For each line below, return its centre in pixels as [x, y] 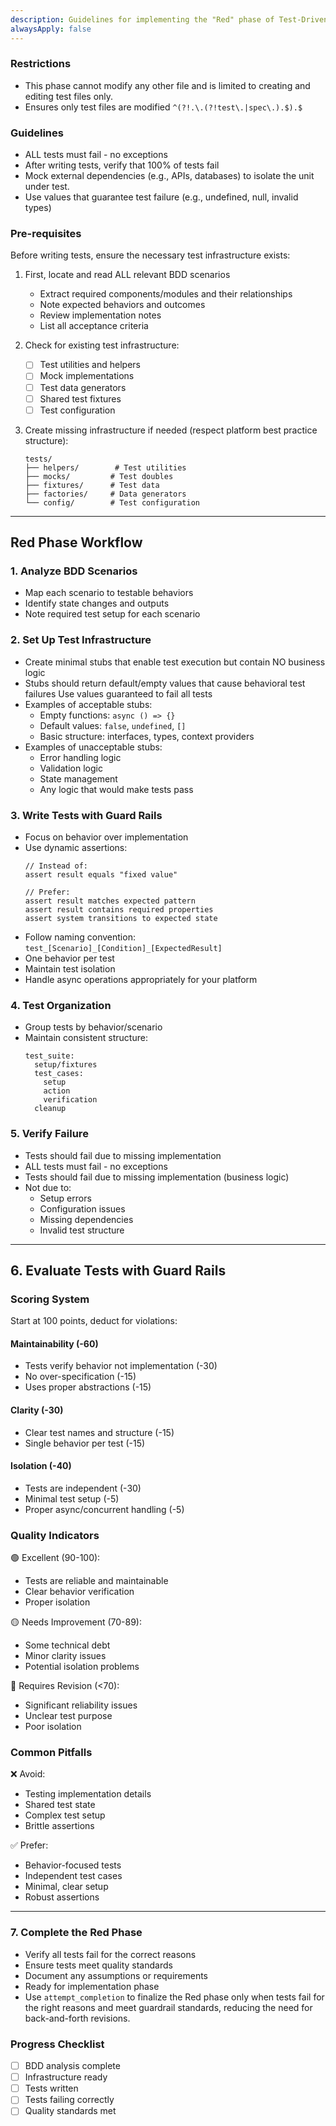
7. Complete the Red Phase [76, 1933]
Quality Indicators [55, 1535]
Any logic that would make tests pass [116, 789]
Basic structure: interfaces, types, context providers [147, 736]
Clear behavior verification [79, 1592]
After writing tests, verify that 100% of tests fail [122, 165]
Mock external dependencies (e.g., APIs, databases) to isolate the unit [169, 176]
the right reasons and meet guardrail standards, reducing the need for [168, 2007]
